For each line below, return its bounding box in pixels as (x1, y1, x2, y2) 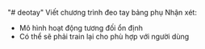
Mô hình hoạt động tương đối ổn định (19, 23, 143, 32)
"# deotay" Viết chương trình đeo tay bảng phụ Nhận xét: (7, 8, 197, 17)
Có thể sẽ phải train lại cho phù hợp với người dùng (19, 32, 190, 41)
